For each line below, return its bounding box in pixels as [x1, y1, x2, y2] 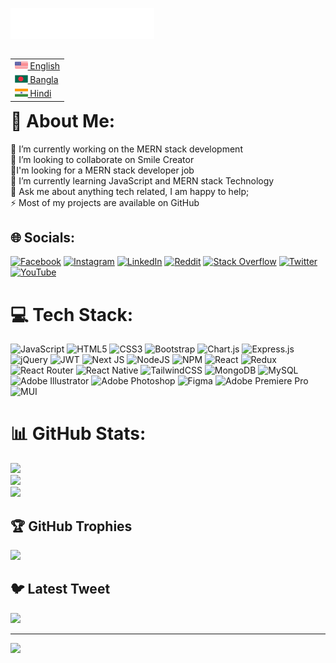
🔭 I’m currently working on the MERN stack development [10, 143, 243, 155]
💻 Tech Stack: [10, 303, 134, 326]
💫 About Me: [10, 109, 116, 132]
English [29, 59, 61, 72]
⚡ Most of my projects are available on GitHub [10, 196, 200, 208]
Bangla [29, 74, 59, 85]
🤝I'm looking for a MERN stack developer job [10, 164, 195, 176]
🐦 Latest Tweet [10, 581, 111, 598]
